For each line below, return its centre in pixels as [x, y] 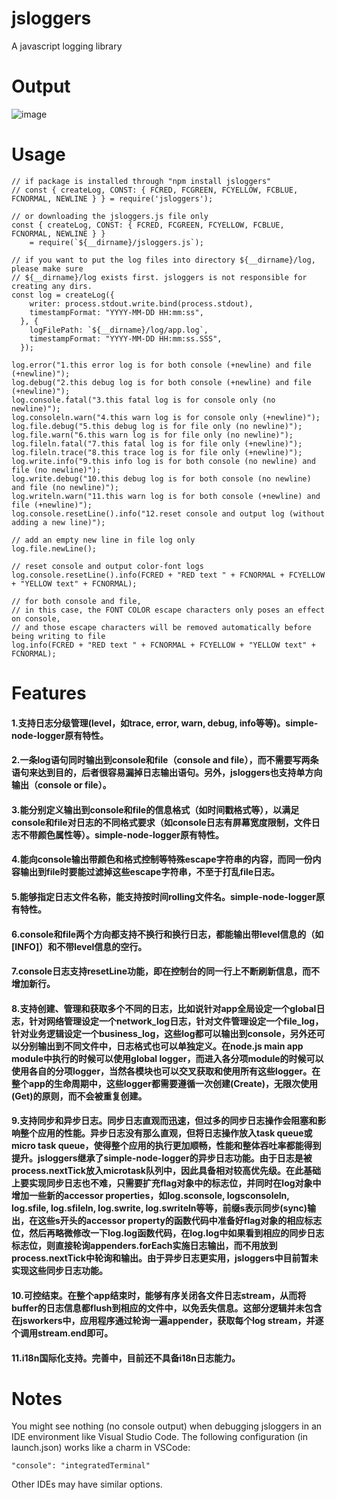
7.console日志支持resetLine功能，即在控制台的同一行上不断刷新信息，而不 [165, 971]
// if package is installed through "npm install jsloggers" [141, 181]
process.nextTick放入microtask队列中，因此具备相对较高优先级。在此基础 [166, 1171]
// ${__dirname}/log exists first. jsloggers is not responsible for [159, 277]
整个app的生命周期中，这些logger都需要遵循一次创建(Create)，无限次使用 [165, 1083]
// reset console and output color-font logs [107, 566]
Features [49, 693]
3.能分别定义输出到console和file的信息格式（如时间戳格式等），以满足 [155, 809]
